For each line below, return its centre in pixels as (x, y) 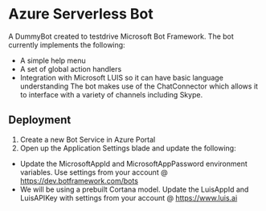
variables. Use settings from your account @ (94, 172)
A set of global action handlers (71, 68)
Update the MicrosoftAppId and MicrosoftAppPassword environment (133, 163)
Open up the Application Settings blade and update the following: (128, 148)
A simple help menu (53, 60)
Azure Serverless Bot (81, 14)
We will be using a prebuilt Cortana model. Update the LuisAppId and (134, 189)
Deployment (40, 120)
